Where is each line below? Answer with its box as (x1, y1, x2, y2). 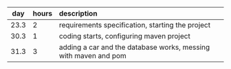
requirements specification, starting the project (58, 20, 211, 29)
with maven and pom (58, 51, 127, 60)
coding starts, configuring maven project (58, 31, 190, 40)
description (58, 9, 98, 18)
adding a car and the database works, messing (58, 42, 210, 52)
